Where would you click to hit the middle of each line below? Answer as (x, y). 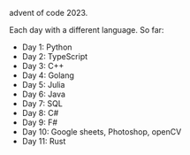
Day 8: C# (40, 113)
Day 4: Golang (48, 75)
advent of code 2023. (49, 13)
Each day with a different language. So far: (87, 30)
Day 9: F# (40, 122)
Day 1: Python (47, 47)
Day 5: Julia (43, 85)
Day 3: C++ (43, 66)
